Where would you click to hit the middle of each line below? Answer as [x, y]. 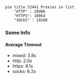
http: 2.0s [22, 61]
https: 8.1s [23, 66]
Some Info [18, 32]
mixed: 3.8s [24, 56]
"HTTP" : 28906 [30, 11]
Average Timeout [23, 44]
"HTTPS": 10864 [30, 16]
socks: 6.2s [24, 72]
